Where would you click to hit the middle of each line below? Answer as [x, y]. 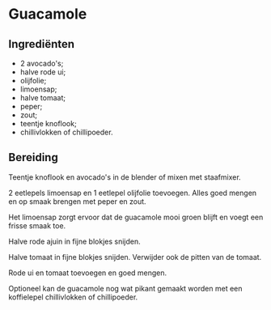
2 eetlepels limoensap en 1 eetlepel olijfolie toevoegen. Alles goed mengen [133, 193]
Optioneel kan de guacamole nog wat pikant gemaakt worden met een [125, 288]
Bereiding [33, 157]
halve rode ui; [43, 72]
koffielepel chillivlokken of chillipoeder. [73, 297]
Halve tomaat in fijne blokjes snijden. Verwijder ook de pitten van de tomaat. [135, 257]
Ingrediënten [42, 44]
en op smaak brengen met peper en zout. [78, 201]
